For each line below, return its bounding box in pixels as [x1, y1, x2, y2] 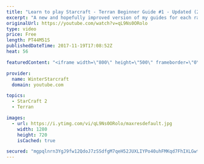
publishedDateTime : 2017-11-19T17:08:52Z [6, 43, 113, 49]
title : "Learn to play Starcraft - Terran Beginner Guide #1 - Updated [6, 9, 191, 15]
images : [6, 115, 26, 121]
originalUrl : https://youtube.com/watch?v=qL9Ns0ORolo [6, 20, 148, 26]
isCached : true [17, 137, 56, 143]
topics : [6, 92, 26, 99]
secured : [6, 148, 29, 155]
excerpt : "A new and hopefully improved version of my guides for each [6, 15, 191, 21]
